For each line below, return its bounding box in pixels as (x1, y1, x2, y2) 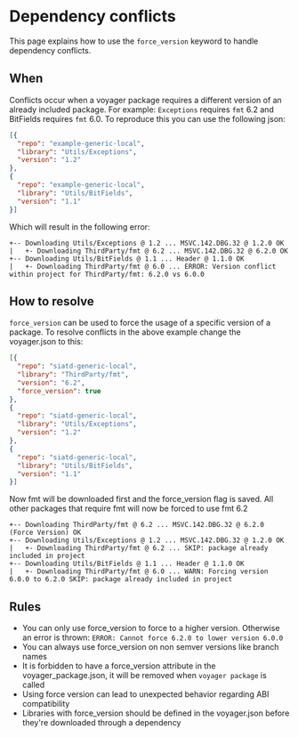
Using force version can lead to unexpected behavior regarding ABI (21, 689, 270, 700)
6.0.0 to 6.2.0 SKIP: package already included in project (9, 575, 233, 584)
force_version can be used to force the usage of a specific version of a (9, 318, 271, 328)
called (21, 679, 45, 691)
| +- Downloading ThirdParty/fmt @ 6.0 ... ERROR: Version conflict (9, 262, 277, 271)
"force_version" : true (17, 386, 101, 395)
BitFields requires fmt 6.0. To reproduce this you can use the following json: (9, 113, 286, 124)
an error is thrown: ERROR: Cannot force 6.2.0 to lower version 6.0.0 (21, 632, 284, 643)
